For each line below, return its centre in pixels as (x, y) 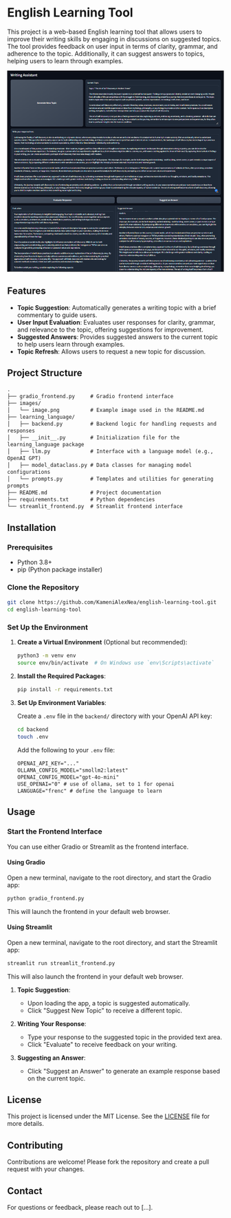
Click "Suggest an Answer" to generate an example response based (124, 1071)
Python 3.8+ (35, 563)
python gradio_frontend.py (46, 898)
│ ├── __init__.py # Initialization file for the (93, 438)
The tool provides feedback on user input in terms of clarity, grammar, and (112, 46)
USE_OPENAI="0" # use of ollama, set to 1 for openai (96, 784)
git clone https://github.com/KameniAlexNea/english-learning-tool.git (112, 602)
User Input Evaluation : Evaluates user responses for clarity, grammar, (116, 322)
